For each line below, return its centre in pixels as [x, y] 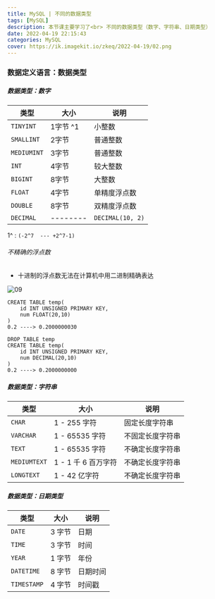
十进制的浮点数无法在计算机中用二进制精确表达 [85, 276]
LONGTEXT [25, 475]
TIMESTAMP [27, 585]
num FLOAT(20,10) [45, 315]
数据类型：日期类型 [35, 496]
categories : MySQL [34, 40]
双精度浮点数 [115, 206]
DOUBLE [22, 205]
